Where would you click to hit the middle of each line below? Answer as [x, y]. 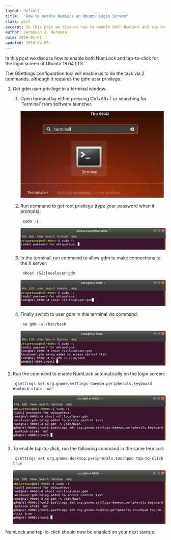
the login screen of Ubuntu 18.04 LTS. [45, 63]
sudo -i [31, 221]
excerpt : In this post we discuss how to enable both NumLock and [77, 27]
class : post [18, 21]
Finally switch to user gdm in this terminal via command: [79, 314]
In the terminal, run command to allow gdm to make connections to [90, 258]
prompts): [31, 211]
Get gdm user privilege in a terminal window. [60, 89]
